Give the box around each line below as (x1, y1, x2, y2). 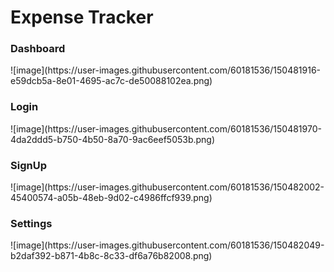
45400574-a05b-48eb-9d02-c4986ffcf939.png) (10, 192, 213, 204)
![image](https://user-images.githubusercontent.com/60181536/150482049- (10, 239, 325, 251)
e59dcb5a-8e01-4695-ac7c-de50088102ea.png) (10, 75, 213, 87)
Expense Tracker (10, 6, 154, 29)
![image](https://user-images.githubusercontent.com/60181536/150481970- (10, 122, 322, 135)
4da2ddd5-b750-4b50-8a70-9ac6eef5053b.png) (10, 133, 216, 145)
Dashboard (10, 42, 66, 56)
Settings (10, 217, 53, 230)
